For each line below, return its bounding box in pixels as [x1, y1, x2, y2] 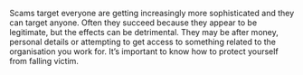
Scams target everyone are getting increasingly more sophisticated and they [9, 8, 295, 18]
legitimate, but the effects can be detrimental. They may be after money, [9, 27, 279, 37]
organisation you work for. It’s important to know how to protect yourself [9, 46, 279, 57]
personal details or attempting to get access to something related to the [9, 36, 277, 47]
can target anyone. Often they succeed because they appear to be [9, 17, 258, 28]
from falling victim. [9, 56, 80, 66]
